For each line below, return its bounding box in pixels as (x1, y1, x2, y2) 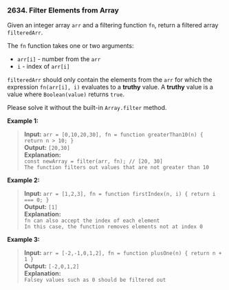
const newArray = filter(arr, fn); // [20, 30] (23, 158, 163, 165)
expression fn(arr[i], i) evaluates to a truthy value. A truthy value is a (7, 83, 213, 91)
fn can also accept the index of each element (23, 217, 160, 225)
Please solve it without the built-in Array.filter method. (7, 104, 167, 112)
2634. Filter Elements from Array (7, 5, 119, 15)
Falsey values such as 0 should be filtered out (23, 277, 166, 284)
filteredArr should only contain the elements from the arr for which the (7, 76, 212, 84)
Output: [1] (23, 203, 58, 211)
